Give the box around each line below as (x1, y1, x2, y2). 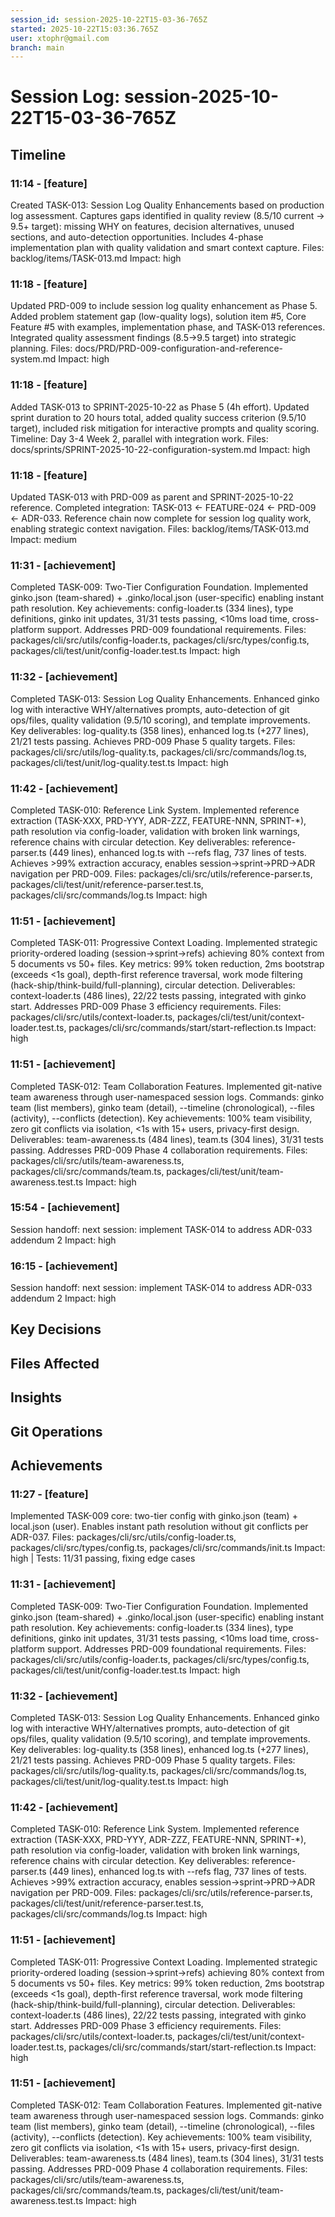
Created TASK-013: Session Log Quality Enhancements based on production (10, 199, 325, 211)
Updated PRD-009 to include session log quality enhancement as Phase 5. (10, 300, 318, 312)
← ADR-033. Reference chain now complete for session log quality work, (10, 512, 312, 525)
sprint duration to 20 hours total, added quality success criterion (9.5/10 (10, 411, 307, 423)
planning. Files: (10, 342, 73, 355)
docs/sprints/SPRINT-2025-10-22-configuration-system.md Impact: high (10, 443, 311, 455)
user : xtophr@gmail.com (10, 33, 110, 43)
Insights (10, 1389, 63, 1406)
